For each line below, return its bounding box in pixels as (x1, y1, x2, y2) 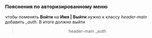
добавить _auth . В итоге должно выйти (5, 19, 86, 25)
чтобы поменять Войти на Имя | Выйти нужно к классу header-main (5, 14, 147, 20)
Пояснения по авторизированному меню (5, 3, 108, 10)
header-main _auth (68, 28, 106, 34)
